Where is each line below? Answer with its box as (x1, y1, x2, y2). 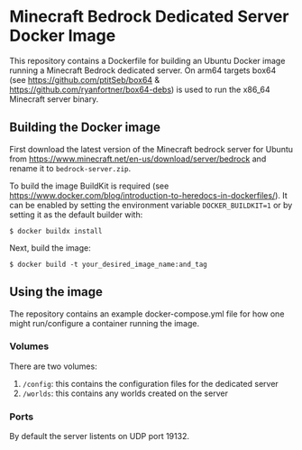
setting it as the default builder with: (9, 209, 143, 220)
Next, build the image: (9, 242, 92, 253)
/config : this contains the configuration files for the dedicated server (22, 378, 279, 389)
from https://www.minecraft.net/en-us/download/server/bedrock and (9, 153, 267, 164)
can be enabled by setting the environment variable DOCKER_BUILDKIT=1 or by (9, 199, 293, 210)
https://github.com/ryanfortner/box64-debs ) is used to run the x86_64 (9, 84, 270, 95)
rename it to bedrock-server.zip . (9, 162, 132, 173)
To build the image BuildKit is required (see (9, 180, 169, 191)
